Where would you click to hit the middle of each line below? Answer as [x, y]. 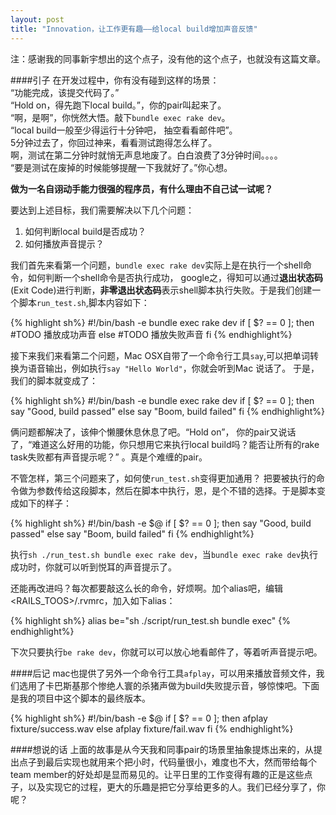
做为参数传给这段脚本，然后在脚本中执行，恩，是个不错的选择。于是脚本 [167, 490]
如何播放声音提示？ [64, 243]
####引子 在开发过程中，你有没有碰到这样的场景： [115, 80]
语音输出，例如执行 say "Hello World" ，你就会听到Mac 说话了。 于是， [173, 368]
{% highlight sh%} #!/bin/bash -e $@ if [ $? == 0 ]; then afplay [139, 718]
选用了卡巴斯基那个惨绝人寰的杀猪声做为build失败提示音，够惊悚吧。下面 [169, 685]
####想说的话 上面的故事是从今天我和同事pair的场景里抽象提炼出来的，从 [162, 749]
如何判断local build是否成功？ [85, 231]
